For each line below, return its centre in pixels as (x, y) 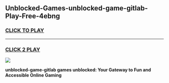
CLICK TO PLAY (25, 31)
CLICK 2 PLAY (23, 49)
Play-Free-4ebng (33, 16)
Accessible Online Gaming (33, 75)
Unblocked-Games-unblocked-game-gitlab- (77, 8)
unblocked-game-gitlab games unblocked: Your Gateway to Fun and (78, 69)
